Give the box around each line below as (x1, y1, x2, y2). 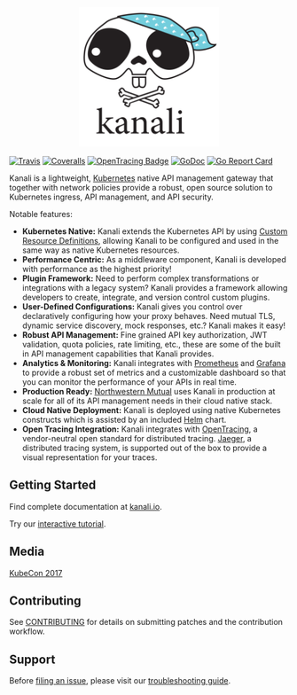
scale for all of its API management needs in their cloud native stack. (21, 395, 273, 406)
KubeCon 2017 (9, 567, 63, 578)
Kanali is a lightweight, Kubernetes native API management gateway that (9, 173, 274, 184)
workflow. (9, 626, 45, 636)
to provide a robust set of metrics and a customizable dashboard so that (21, 367, 286, 378)
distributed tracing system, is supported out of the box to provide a (21, 442, 268, 453)
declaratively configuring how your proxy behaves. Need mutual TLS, (21, 311, 276, 321)
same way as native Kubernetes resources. (21, 245, 180, 255)
